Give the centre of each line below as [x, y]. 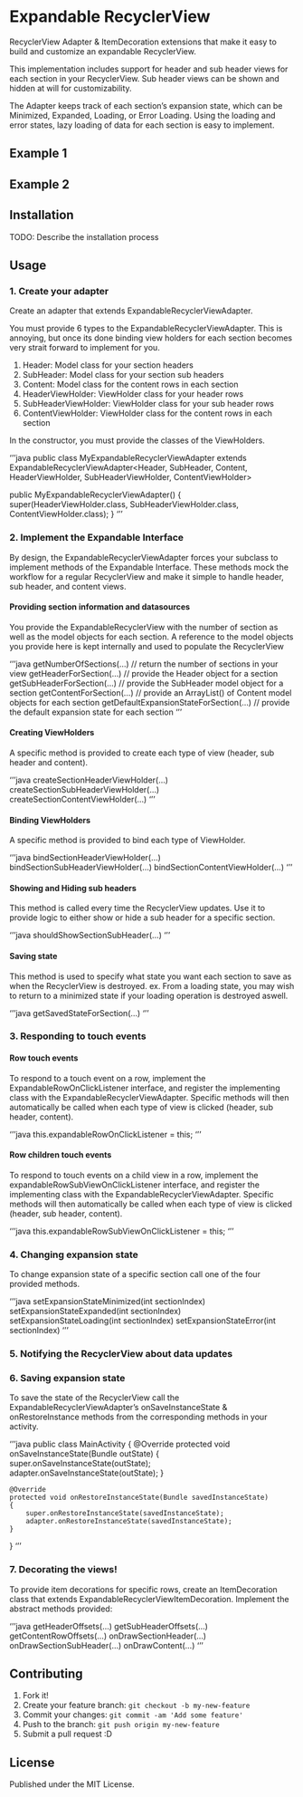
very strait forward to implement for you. [85, 348]
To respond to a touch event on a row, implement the [108, 1078]
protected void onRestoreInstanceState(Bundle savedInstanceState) [139, 1498]
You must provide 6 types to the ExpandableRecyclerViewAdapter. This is [146, 329]
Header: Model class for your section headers [108, 365]
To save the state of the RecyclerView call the [95, 1398]
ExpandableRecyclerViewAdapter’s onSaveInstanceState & [118, 1408]
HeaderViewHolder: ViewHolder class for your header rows [133, 394]
